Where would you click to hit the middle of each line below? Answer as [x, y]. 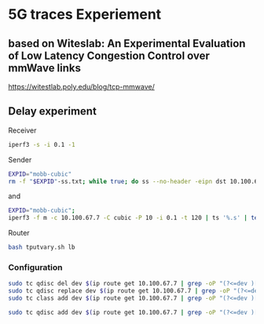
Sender [20, 159]
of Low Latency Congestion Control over [109, 55]
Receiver [22, 130]
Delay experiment [52, 111]
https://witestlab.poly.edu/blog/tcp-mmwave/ [81, 87]
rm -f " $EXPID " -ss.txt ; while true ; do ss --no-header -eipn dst [117, 181]
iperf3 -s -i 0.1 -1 [42, 144]
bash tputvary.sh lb [42, 248]
